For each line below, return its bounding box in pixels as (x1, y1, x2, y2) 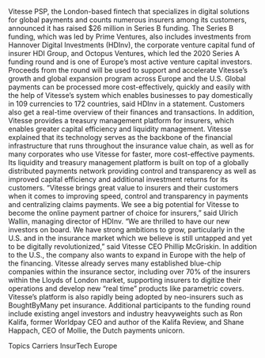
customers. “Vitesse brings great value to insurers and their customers (8, 183, 239, 192)
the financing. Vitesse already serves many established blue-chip (8, 258, 221, 268)
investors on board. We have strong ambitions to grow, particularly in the (8, 225, 245, 234)
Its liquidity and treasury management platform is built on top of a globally (8, 158, 249, 167)
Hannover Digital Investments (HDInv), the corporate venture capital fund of (8, 40, 256, 50)
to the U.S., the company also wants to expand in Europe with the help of (8, 251, 246, 259)
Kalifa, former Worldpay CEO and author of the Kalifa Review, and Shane (8, 318, 244, 326)
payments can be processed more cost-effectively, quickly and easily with (8, 82, 251, 92)
